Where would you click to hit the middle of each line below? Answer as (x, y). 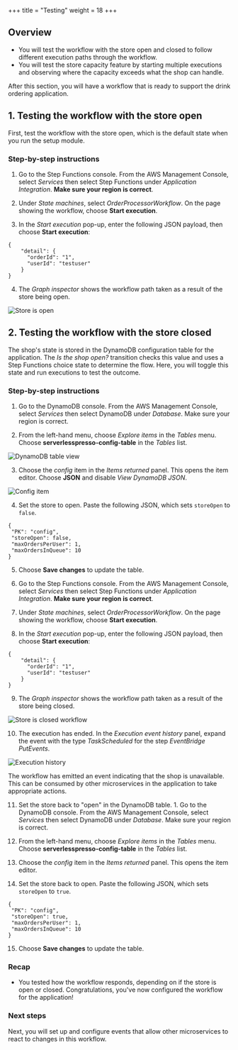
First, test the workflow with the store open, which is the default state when (118, 133)
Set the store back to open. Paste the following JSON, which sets (113, 884)
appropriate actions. (38, 791)
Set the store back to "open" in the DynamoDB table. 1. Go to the (113, 805)
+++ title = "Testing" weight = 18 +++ (63, 10)
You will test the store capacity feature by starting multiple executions (120, 65)
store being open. (44, 297)
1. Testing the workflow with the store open (105, 116)
